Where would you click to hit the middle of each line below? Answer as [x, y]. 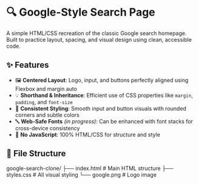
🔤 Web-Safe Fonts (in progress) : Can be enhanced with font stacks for [104, 121]
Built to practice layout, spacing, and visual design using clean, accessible [99, 39]
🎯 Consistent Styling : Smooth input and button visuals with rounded [101, 108]
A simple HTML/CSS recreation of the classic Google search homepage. [96, 33]
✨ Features [28, 65]
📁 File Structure [36, 153]
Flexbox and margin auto [46, 88]
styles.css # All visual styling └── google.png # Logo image [81, 174]
